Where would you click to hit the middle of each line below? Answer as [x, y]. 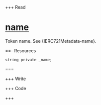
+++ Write [16, 79]
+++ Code [16, 88]
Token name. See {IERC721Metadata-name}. [51, 41]
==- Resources [21, 51]
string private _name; [29, 60]
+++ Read [15, 7]
